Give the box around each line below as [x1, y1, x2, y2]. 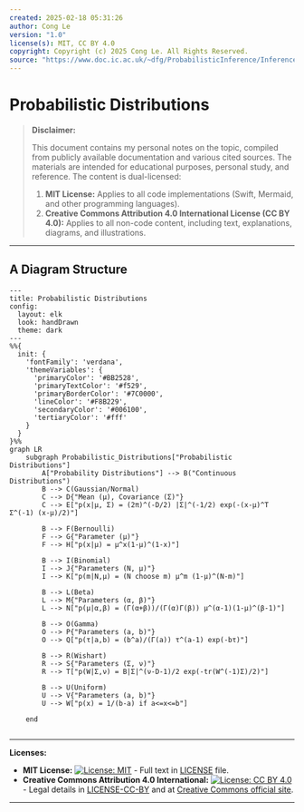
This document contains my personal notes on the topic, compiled [31, 142, 279, 152]
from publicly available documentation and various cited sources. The [31, 152, 292, 162]
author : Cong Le [9, 22, 71, 31]
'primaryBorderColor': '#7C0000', [33, 389, 165, 398]
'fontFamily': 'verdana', [25, 357, 124, 367]
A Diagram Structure [9, 262, 128, 278]
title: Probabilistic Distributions [9, 294, 147, 303]
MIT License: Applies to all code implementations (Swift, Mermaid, [44, 188, 294, 200]
